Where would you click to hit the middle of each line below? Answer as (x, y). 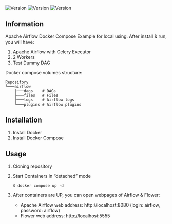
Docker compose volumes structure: (44, 72)
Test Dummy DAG (31, 63)
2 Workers (24, 57)
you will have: (20, 42)
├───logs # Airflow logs (44, 100)
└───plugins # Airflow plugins (48, 104)
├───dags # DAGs (35, 91)
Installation (24, 120)
